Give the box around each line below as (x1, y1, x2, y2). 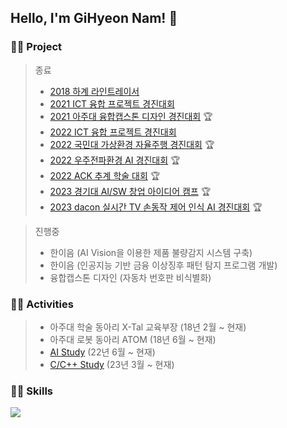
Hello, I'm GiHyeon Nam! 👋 (10, 10, 178, 27)
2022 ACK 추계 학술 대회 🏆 (49, 169, 161, 181)
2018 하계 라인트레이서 (49, 85, 140, 97)
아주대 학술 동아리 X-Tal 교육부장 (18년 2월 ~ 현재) (49, 321, 247, 333)
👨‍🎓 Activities (10, 297, 74, 311)
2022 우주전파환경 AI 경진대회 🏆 (49, 154, 181, 166)
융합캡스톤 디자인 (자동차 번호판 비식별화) (49, 271, 212, 283)
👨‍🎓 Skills (10, 384, 54, 398)
